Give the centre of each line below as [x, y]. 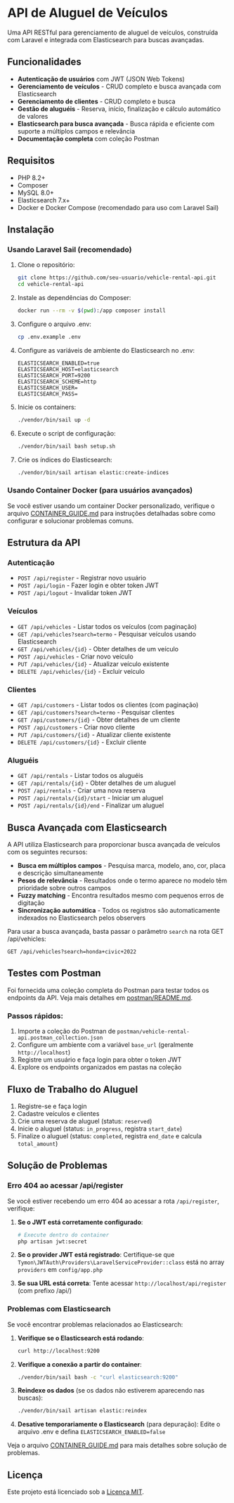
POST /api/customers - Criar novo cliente [76, 727]
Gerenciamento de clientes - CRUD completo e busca [96, 101]
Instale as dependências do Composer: [74, 298]
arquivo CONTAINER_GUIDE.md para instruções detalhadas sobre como [111, 513]
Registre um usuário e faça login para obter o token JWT [99, 1060]
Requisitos [31, 161]
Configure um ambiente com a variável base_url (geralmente [105, 1045]
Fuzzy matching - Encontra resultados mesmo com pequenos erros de [121, 896]
